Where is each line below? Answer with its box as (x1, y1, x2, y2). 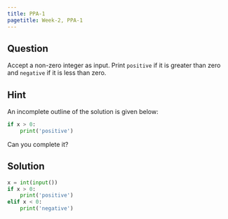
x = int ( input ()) (7, 179, 58, 186)
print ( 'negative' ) (20, 205, 74, 212)
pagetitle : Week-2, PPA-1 (7, 17, 83, 24)
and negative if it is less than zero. (7, 69, 107, 77)
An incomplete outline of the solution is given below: (7, 108, 159, 116)
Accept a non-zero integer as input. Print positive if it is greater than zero (7, 61, 221, 70)
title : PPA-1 (7, 10, 46, 17)
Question (7, 43, 48, 55)
